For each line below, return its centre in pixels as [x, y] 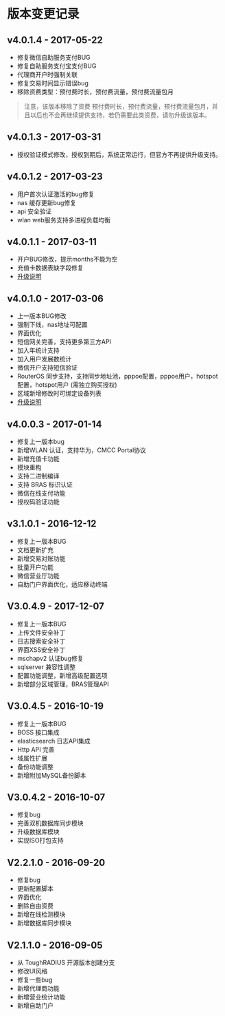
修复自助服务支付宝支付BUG [57, 66]
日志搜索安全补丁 [41, 641]
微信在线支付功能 [41, 494]
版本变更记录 [44, 14]
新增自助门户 [35, 1005]
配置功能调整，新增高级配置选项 [62, 675]
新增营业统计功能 [41, 997]
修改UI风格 [32, 971]
